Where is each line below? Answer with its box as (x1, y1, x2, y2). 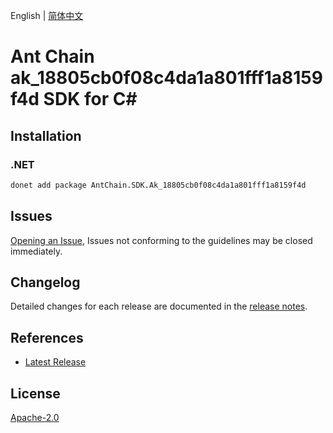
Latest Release (24, 356, 87, 368)
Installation (10, 127, 82, 144)
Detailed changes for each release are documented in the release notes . (10, 300, 308, 313)
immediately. (10, 245, 63, 257)
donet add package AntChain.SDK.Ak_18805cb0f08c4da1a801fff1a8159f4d (10, 180, 307, 190)
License (10, 385, 61, 402)
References (10, 329, 84, 346)
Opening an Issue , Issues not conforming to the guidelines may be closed (10, 234, 313, 246)
